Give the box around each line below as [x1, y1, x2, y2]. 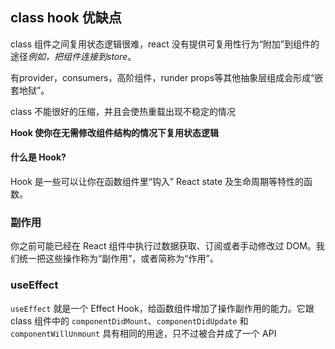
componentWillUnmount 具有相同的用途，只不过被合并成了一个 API [10, 327, 277, 339]
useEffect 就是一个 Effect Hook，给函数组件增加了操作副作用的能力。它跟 [10, 302, 315, 314]
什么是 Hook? [10, 151, 67, 163]
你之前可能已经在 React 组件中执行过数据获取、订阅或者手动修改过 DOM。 [10, 240, 317, 252]
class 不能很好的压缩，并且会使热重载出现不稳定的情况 [10, 105, 236, 117]
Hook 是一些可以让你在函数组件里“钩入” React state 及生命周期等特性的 [10, 176, 305, 188]
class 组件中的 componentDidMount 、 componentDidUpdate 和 [10, 314, 249, 327]
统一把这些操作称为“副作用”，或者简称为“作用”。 [18, 253, 219, 265]
